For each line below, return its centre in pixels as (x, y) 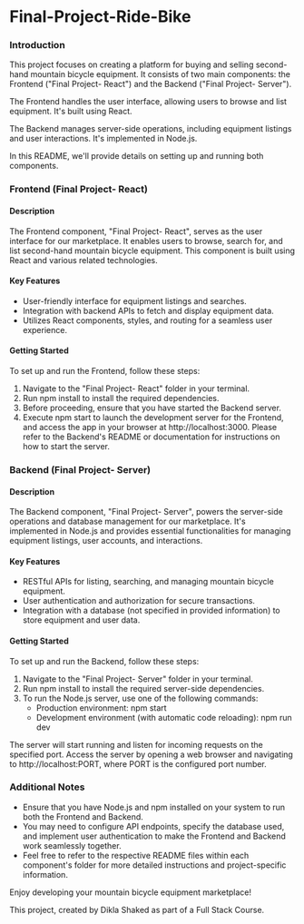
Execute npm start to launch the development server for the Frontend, (153, 418)
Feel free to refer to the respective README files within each (136, 855)
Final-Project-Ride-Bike (100, 17)
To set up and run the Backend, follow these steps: (104, 661)
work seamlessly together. (72, 845)
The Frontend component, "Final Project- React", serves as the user (136, 231)
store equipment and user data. (81, 620)
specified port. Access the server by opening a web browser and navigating (151, 754)
